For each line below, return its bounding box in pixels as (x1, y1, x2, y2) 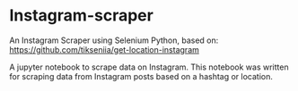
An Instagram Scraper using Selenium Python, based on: (9, 35, 219, 45)
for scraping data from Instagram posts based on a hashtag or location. (9, 70, 274, 81)
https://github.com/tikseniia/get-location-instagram (9, 44, 200, 54)
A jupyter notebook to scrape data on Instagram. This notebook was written (9, 62, 289, 72)
